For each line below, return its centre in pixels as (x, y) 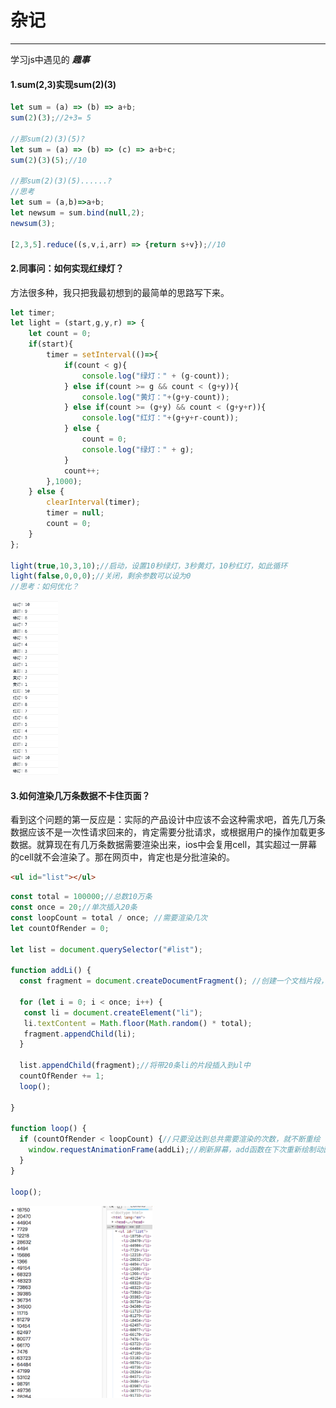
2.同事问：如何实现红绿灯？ (67, 268)
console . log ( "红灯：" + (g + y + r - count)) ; (160, 418)
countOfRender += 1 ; (62, 1076)
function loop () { (48, 1129)
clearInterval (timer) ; (93, 502)
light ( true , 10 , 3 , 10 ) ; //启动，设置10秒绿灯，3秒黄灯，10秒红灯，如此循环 (149, 566)
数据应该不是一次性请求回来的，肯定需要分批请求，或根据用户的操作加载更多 (168, 832)
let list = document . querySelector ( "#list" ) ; (106, 949)
